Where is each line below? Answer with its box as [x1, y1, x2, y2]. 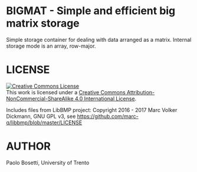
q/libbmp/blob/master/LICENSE [6, 119, 83, 126]
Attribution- [126, 88, 155, 95]
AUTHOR [6, 140, 51, 153]
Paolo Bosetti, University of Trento [6, 159, 90, 166]
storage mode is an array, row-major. [6, 42, 96, 49]
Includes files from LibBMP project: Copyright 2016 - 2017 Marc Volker [6, 106, 178, 113]
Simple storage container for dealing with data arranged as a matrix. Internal [6, 36, 192, 43]
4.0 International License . [74, 95, 137, 102]
